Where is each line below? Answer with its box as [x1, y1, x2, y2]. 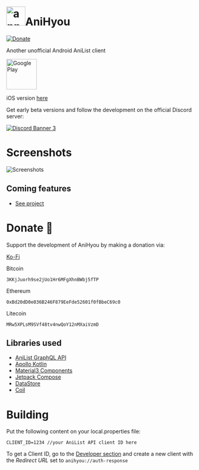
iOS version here [6, 94, 49, 102]
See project [15, 200, 44, 207]
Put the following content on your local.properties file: [6, 428, 141, 435]
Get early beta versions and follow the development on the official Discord [6, 106, 192, 113]
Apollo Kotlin [15, 360, 47, 368]
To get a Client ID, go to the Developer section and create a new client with [6, 451, 193, 458]
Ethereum [6, 287, 31, 295]
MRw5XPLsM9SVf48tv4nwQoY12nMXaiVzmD [6, 321, 99, 328]
